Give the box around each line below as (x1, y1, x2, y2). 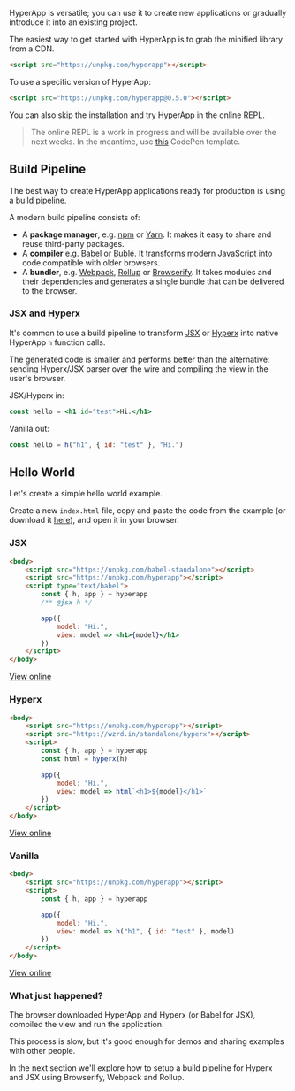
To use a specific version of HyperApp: (9, 76, 152, 87)
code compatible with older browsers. (21, 257, 161, 268)
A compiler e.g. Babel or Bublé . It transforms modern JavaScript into (21, 248, 273, 258)
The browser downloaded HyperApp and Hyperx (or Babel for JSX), (9, 1010, 256, 1020)
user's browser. (9, 373, 66, 383)
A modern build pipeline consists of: (9, 211, 140, 222)
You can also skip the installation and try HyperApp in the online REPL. (9, 110, 265, 120)
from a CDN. (9, 43, 55, 54)
